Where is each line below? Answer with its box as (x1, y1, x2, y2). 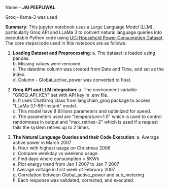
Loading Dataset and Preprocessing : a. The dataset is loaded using (12, 50, 156, 56)
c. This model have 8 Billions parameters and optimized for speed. (12, 108, 151, 114)
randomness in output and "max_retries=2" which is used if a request (12, 119, 158, 125)
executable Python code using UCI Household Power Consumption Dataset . (5, 35, 164, 41)
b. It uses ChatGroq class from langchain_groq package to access (12, 97, 151, 103)
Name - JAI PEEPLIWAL (5, 5, 56, 10)
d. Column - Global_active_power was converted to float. (12, 77, 132, 83)
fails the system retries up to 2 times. (12, 124, 90, 130)
